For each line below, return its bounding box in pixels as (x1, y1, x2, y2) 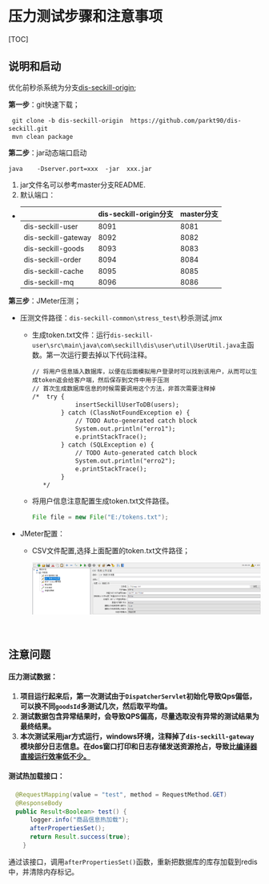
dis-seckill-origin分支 (98, 210, 174, 219)
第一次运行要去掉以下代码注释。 (46, 350, 152, 360)
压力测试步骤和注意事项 (8, 7, 163, 26)
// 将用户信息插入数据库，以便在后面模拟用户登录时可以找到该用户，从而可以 (31, 368, 252, 376)
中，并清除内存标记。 (8, 866, 78, 876)
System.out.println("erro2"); (74, 457, 176, 466)
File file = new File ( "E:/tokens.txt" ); (31, 513, 169, 522)
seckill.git (8, 124, 48, 132)
